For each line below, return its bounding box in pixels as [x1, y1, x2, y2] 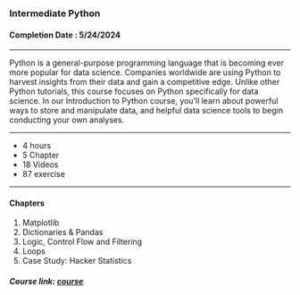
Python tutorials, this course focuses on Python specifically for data [9, 86, 259, 97]
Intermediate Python [9, 7, 101, 20]
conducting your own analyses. [9, 114, 125, 125]
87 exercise [21, 169, 65, 180]
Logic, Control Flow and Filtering [21, 236, 143, 248]
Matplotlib [21, 217, 60, 228]
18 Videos [21, 159, 59, 170]
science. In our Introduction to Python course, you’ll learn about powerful [9, 96, 279, 106]
